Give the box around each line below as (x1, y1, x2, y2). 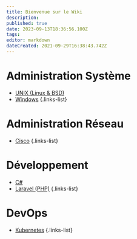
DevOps (6, 206, 48, 220)
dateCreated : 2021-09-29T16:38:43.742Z (6, 43, 107, 49)
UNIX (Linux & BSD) (15, 89, 65, 96)
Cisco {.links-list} (15, 137, 59, 144)
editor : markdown (6, 37, 50, 43)
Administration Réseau (6, 117, 124, 131)
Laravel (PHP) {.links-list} (15, 185, 79, 192)
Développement (6, 158, 89, 172)
